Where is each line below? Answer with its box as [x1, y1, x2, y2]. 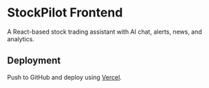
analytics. [7, 34, 34, 43]
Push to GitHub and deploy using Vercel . [7, 73, 122, 81]
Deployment [7, 55, 61, 67]
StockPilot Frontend [7, 5, 123, 21]
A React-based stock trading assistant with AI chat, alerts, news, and [7, 27, 203, 36]
